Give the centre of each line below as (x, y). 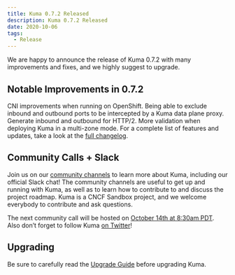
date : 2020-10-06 (33, 27)
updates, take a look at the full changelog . (67, 135)
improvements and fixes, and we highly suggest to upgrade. (94, 67)
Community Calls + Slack (63, 158)
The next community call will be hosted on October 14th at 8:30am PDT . (111, 218)
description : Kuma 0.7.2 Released (58, 20)
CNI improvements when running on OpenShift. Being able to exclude (107, 106)
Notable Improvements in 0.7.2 (76, 89)
